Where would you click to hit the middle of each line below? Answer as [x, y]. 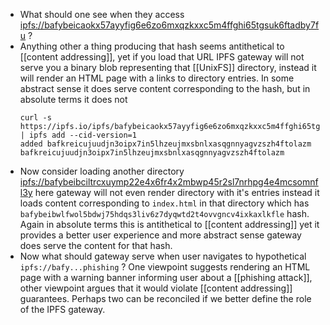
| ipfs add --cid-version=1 [78, 135]
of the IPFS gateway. [62, 309]
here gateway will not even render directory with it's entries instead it [177, 192]
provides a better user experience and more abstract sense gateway [160, 235]
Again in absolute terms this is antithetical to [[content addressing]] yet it [169, 224]
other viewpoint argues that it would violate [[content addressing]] [156, 288]
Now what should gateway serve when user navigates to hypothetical [163, 256]
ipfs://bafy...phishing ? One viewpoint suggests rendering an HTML [165, 267]
